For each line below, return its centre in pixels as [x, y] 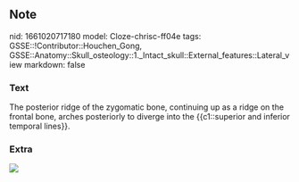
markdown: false [54, 64]
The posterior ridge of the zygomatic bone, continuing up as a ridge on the [146, 107]
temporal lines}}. [40, 126]
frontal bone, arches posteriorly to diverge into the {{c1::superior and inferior [149, 117]
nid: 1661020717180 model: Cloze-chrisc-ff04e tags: [105, 36]
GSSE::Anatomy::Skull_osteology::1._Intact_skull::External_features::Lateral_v [149, 55]
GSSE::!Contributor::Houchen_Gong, [76, 45]
